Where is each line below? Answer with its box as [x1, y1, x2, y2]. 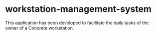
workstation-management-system [5, 3, 152, 15]
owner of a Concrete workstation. [5, 25, 74, 31]
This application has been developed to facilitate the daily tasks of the [5, 20, 149, 26]
